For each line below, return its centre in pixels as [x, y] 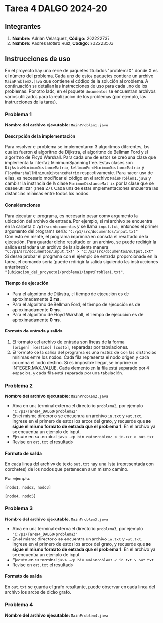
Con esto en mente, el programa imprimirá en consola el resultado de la [77, 236]
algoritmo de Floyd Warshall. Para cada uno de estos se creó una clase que [81, 157]
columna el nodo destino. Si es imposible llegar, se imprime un [75, 362]
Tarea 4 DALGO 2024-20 [56, 9]
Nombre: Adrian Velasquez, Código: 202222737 [61, 38]
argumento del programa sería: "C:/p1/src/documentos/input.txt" [72, 231]
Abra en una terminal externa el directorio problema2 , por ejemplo [77, 406]
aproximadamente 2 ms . [36, 299]
